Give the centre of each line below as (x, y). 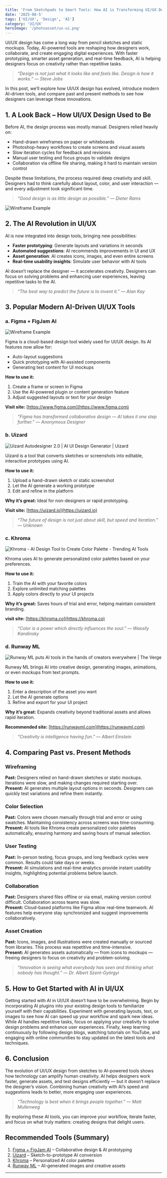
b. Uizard (16, 435)
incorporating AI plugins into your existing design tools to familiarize (75, 1006)
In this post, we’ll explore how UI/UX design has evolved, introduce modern (82, 88)
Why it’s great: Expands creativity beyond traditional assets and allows (78, 712)
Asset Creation (24, 931)
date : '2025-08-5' (24, 14)
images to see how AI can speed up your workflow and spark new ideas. (80, 1017)
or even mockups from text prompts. (43, 672)
